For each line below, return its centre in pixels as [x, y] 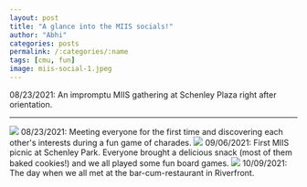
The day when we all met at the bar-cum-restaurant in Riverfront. [132, 172]
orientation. [31, 104]
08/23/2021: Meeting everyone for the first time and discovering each [152, 131]
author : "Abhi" [38, 35]
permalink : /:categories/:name [69, 52]
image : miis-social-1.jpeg [61, 69]
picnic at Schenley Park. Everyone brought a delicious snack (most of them [151, 152]
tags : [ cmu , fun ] [42, 60]
